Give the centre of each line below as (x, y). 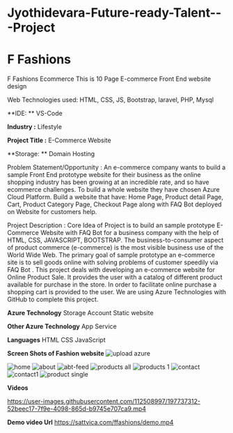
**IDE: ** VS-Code (35, 114)
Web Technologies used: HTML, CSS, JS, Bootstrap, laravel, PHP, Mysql (111, 100)
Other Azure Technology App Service (62, 326)
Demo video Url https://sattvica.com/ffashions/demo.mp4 (90, 423)
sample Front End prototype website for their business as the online (104, 175)
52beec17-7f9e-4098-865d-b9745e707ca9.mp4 (77, 409)
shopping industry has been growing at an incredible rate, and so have (109, 182)
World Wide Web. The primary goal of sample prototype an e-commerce (111, 255)
